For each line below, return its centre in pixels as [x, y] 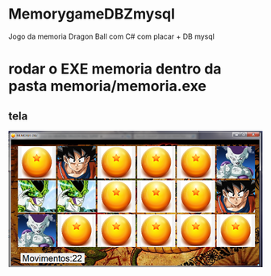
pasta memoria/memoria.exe [108, 86]
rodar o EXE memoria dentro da [115, 69]
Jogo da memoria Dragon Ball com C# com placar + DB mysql [112, 36]
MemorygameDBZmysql [92, 14]
